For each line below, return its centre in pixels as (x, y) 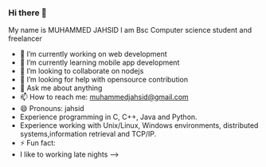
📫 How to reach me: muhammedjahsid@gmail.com (104, 97)
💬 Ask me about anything (61, 88)
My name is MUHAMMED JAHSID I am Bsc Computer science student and (130, 30)
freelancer (25, 38)
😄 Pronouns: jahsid (52, 109)
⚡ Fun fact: (37, 143)
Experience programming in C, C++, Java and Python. (108, 117)
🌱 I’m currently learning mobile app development (100, 62)
